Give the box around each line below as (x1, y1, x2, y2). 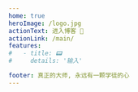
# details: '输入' (8, 57, 83, 65)
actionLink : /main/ (8, 34, 75, 43)
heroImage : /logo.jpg (8, 19, 82, 27)
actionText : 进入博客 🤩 (8, 27, 84, 35)
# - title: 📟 (8, 49, 63, 57)
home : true (8, 11, 45, 20)
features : (8, 42, 42, 50)
